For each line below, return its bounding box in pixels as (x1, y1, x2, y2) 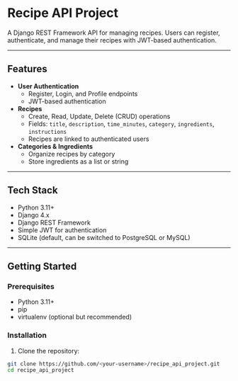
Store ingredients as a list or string (28, 157, 129, 166)
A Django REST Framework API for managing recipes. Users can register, (7, 28, 221, 37)
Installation (7, 331, 47, 341)
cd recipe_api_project (7, 367, 74, 374)
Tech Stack (7, 184, 58, 196)
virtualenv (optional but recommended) (17, 313, 132, 322)
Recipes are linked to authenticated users (28, 135, 149, 143)
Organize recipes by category (28, 149, 115, 158)
